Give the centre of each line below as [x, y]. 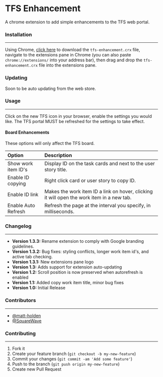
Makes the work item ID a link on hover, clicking [98, 192]
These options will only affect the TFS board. [50, 144]
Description [58, 155]
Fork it [18, 348]
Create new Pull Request [37, 369]
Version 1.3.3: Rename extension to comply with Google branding [78, 241]
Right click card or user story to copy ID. [90, 180]
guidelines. [23, 247]
